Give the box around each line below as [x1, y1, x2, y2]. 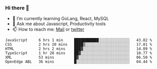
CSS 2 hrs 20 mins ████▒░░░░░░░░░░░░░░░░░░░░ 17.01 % [5, 42, 153, 47]
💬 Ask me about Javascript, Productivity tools [12, 21, 106, 27]
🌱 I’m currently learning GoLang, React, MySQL [12, 16, 109, 22]
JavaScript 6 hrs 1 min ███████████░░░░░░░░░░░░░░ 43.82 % [5, 38, 153, 43]
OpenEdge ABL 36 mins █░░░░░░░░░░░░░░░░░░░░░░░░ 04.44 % [5, 59, 153, 65]
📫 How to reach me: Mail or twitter [12, 27, 84, 33]
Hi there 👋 [5, 4, 30, 11]
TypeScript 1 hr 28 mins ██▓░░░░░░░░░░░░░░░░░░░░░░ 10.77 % [5, 51, 153, 56]
